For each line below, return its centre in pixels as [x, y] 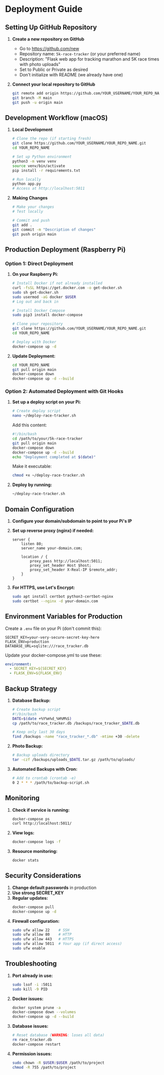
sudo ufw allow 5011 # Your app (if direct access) [67, 944]
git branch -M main [32, 98]
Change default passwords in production [54, 887]
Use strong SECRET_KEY [38, 893]
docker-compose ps [31, 819]
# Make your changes [33, 207]
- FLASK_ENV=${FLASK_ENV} [36, 673]
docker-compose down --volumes [44, 1012]
